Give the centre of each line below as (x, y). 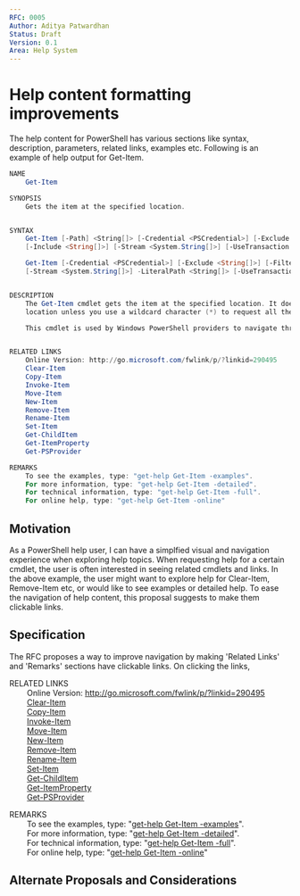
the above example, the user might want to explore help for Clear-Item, (140, 578)
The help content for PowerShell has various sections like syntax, (129, 138)
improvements (64, 114)
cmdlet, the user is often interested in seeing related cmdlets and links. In (144, 569)
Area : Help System (43, 51)
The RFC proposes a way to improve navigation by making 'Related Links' (144, 656)
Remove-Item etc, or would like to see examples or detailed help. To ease (144, 588)
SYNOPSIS (25, 198)
